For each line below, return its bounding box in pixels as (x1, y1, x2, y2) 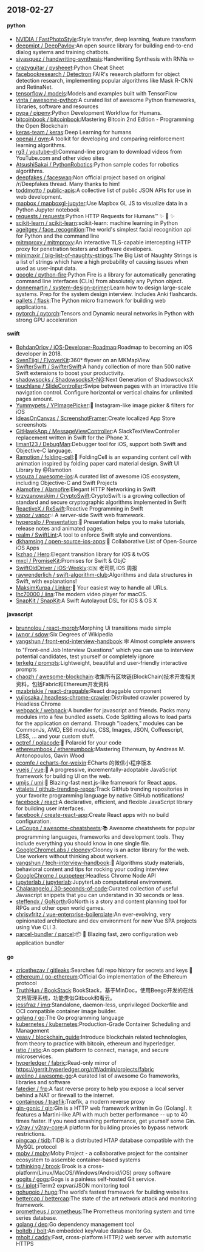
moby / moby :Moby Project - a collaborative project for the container (15, 1150, 188, 1157)
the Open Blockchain (15, 122, 69, 129)
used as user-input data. (15, 264, 78, 272)
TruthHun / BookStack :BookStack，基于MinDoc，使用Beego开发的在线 (15, 987, 194, 994)
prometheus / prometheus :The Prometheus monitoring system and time (15, 1208, 195, 1215)
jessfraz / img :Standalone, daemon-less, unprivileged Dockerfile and (15, 1001, 188, 1008)
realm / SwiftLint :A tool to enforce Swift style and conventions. (15, 531, 172, 538)
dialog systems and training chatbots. (15, 48, 110, 55)
